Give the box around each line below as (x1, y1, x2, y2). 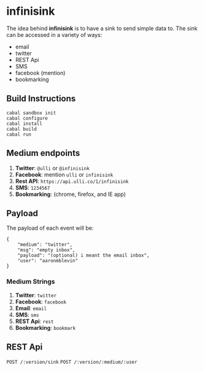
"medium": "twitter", (17, 241, 73, 248)
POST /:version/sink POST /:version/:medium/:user (6, 359, 138, 365)
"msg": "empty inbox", (17, 247, 76, 253)
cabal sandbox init (6, 109, 57, 116)
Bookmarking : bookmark (15, 324, 76, 331)
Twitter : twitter (15, 291, 57, 299)
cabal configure (6, 115, 48, 121)
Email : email (15, 304, 47, 311)
